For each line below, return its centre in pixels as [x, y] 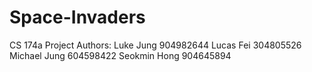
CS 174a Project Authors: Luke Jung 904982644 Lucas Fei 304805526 [155, 45]
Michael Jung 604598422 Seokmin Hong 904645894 [120, 55]
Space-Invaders [77, 17]
